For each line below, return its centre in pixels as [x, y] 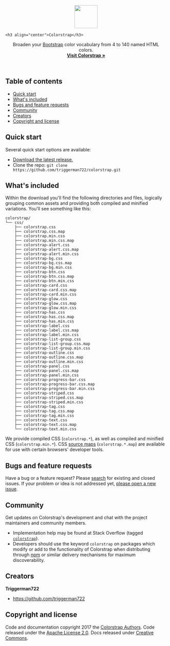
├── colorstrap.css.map [40, 232]
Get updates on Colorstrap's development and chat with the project [76, 518]
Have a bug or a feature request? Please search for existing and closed [80, 478]
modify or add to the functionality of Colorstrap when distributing [81, 550]
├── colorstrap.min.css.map [44, 241]
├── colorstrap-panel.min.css [47, 375]
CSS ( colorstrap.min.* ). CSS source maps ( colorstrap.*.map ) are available [85, 444]
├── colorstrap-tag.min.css [44, 416]
